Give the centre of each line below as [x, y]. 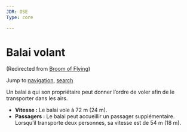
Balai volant [36, 52]
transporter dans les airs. [37, 98]
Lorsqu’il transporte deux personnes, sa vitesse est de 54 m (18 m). [98, 123]
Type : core [20, 17]
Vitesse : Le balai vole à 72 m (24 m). [61, 110]
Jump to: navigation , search [40, 80]
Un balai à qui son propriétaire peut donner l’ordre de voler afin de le [91, 92]
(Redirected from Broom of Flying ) [48, 69]
